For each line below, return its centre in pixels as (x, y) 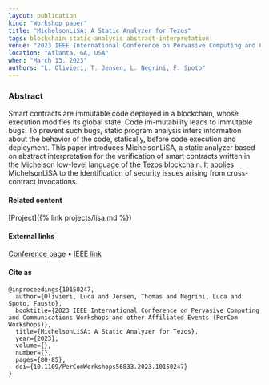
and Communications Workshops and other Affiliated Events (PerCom (123, 318)
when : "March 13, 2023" (48, 61)
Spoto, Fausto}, (35, 303)
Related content (35, 200)
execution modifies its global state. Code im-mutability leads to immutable (130, 122)
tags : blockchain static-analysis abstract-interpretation (109, 38)
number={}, (34, 353)
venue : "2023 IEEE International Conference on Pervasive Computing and (132, 46)
